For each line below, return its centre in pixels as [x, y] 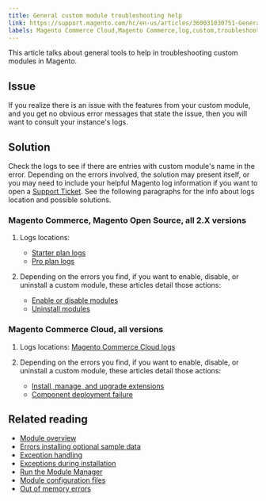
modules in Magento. [43, 61]
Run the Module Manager [61, 472]
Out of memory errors [55, 489]
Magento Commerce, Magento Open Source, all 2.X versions [127, 220]
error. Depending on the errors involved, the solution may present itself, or [129, 174]
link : [17, 23]
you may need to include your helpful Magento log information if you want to [133, 183]
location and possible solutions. [60, 200]
